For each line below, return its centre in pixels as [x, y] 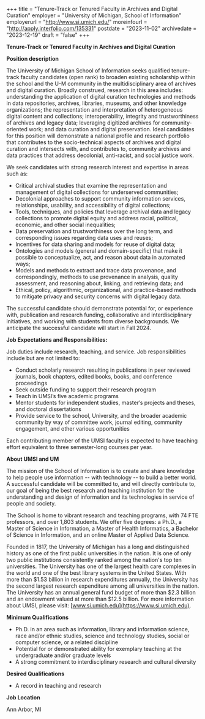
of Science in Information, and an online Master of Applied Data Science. [98, 535]
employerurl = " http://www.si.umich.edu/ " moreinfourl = [77, 22]
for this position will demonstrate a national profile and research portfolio [98, 136]
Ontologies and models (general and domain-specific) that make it [99, 251]
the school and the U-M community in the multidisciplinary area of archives [101, 83]
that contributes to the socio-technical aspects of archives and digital [94, 142]
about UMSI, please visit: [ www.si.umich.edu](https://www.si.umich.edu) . [99, 606]
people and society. [31, 503]
